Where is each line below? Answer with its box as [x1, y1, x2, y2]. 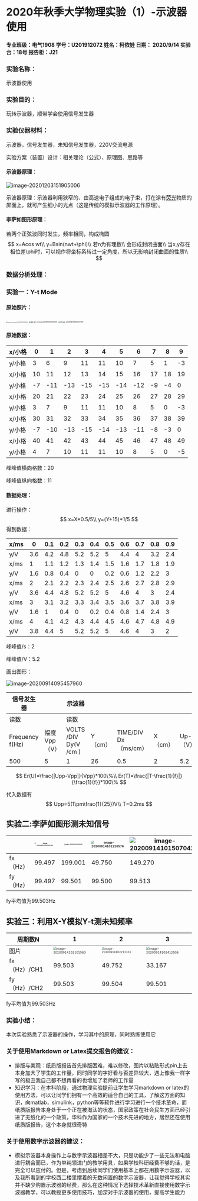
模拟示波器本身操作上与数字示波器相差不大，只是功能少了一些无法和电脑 [14, 1152, 190, 1159]
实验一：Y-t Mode [6, 288, 58, 296]
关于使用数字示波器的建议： [6, 1137, 85, 1145]
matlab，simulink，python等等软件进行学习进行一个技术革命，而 [30, 1099, 187, 1106]
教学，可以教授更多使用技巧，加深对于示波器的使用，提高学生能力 [25, 1189, 186, 1196]
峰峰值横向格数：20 [6, 464, 54, 472]
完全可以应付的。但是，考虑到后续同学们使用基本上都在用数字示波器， [14, 1167, 186, 1174]
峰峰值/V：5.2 [6, 655, 40, 663]
